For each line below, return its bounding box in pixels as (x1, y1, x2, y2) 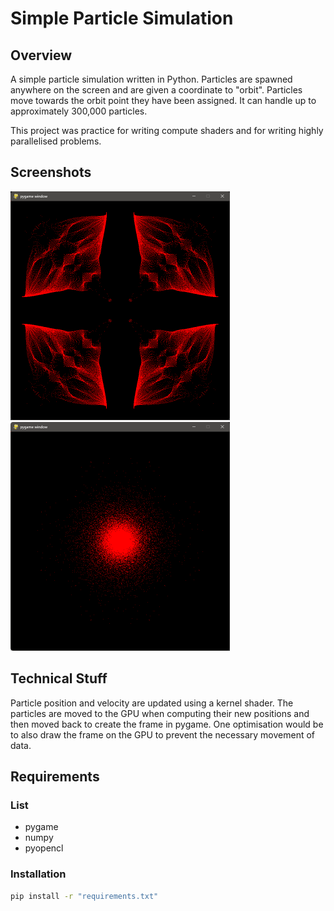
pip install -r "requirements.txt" (10, 891, 159, 901)
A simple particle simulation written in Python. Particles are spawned (10, 73, 293, 85)
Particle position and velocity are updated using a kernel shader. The (10, 697, 294, 709)
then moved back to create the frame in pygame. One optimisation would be (10, 718, 324, 730)
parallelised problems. (10, 135, 102, 147)
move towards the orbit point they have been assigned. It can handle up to (10, 95, 317, 106)
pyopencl (24, 842, 64, 854)
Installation (10, 867, 67, 881)
